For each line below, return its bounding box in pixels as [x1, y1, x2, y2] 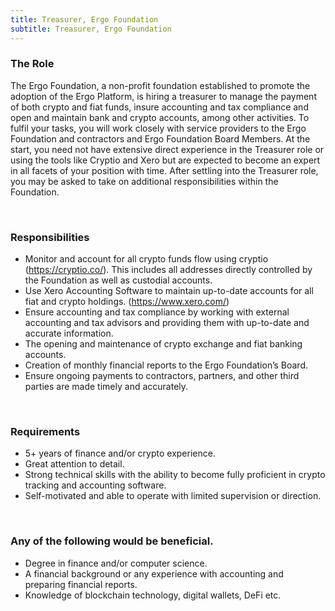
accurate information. [24, 327, 114, 340]
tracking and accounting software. [24, 479, 167, 491]
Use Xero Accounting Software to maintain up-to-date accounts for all [24, 285, 314, 297]
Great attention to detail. [24, 458, 125, 470]
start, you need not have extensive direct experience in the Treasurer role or [10, 143, 325, 155]
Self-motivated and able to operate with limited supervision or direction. [24, 490, 322, 502]
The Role [10, 57, 55, 71]
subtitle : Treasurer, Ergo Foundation [10, 24, 172, 34]
